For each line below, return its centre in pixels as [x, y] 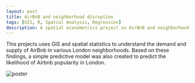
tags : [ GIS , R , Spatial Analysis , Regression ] [64, 22]
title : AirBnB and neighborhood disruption [60, 17]
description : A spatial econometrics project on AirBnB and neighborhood [98, 28]
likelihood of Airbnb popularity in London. [56, 63]
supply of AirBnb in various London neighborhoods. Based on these [88, 50]
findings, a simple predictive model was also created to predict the [86, 56]
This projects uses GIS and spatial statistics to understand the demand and [96, 44]
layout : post [22, 11]
